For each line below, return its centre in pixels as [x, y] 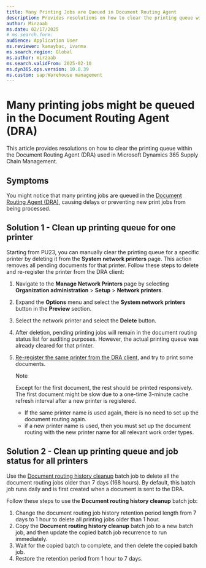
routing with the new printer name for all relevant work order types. [109, 432]
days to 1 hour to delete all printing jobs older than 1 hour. [87, 519]
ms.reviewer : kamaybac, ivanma [46, 47]
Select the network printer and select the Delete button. [86, 321]
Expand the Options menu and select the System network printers [100, 302]
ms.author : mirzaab [31, 58]
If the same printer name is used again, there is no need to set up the [112, 413]
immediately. [31, 539]
